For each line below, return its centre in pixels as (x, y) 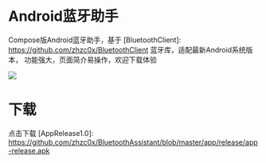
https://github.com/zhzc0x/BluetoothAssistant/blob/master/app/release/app (133, 142)
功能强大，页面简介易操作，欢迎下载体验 (90, 60)
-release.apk (29, 150)
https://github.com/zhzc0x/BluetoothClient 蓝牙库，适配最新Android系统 (127, 49)
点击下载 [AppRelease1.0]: (51, 133)
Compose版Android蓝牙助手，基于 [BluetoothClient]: (95, 40)
